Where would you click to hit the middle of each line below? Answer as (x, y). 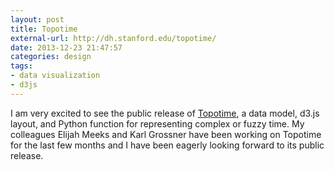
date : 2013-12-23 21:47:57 (66, 47)
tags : (21, 66)
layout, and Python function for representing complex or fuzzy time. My (157, 123)
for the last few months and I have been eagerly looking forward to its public (167, 145)
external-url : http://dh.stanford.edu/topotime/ (113, 38)
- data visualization (55, 76)
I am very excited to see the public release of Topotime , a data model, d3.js (165, 113)
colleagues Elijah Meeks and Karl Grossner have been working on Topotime (166, 134)
